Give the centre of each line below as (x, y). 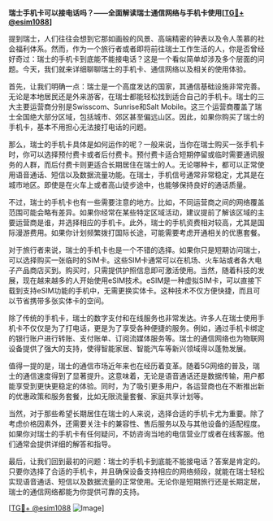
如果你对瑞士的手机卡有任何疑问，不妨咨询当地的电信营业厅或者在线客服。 (133, 434)
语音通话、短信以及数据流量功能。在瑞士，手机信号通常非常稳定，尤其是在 (140, 175)
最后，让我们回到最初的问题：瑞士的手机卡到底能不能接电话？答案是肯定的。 (136, 461)
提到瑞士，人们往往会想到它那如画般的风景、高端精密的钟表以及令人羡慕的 (133, 39)
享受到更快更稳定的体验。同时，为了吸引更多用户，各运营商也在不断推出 (136, 386)
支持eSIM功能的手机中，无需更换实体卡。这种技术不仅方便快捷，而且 (138, 291)
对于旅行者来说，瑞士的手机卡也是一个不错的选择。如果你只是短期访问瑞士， (136, 250)
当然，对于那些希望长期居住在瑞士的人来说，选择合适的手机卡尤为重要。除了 (136, 413)
